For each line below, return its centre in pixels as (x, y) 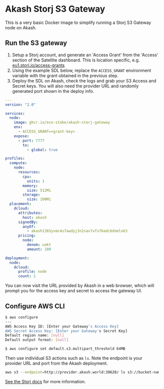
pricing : (27, 236)
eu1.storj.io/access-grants (38, 65)
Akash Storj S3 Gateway (55, 9)
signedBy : (28, 222)
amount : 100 (39, 249)
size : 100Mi (39, 199)
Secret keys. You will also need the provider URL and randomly (75, 86)
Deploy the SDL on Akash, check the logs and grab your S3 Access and (84, 81)
